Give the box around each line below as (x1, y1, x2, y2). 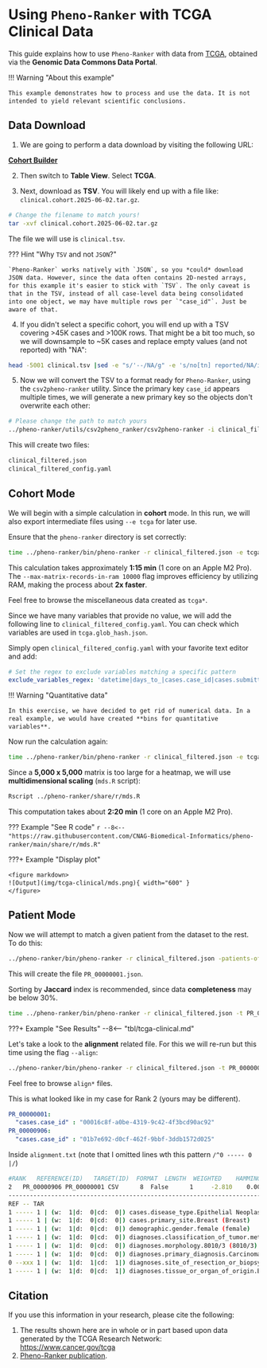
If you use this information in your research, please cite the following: (8, 1310, 234, 1319)
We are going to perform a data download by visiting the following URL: (19, 139, 254, 149)
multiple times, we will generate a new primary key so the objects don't (19, 393, 253, 402)
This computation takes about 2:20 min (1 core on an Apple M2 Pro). (8, 807, 233, 817)
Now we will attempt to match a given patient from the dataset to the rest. (8, 929, 249, 939)
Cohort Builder (8, 155, 58, 165)
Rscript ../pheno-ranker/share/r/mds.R (8, 792, 141, 801)
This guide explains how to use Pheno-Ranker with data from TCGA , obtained (8, 49, 258, 58)
